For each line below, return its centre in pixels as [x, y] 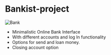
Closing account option [35, 47]
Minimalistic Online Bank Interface [46, 32]
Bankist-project [37, 9]
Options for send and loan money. [46, 42]
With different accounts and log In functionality [59, 37]
